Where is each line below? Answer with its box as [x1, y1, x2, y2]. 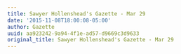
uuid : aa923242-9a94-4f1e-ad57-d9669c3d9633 [7, 29, 140, 37]
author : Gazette [7, 23, 55, 30]
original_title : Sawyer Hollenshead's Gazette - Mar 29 [7, 36, 174, 43]
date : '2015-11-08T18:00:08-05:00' [7, 17, 112, 24]
